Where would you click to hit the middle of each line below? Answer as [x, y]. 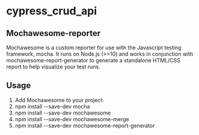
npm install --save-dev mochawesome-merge [72, 119]
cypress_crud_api [52, 11]
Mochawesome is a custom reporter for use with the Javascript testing [94, 47]
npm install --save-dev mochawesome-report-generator [85, 125]
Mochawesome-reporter [54, 33]
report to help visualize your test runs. [53, 67]
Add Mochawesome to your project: [59, 100]
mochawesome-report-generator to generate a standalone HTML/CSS [93, 60]
